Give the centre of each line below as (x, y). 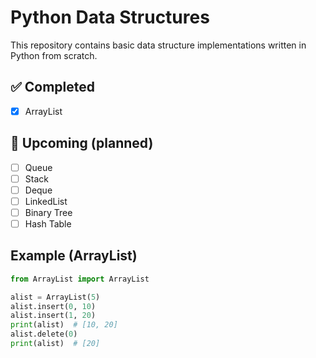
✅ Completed (52, 87)
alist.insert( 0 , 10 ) (53, 306)
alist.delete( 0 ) (44, 334)
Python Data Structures (110, 17)
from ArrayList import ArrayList (80, 279)
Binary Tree (48, 212)
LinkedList (46, 201)
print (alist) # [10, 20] (64, 325)
